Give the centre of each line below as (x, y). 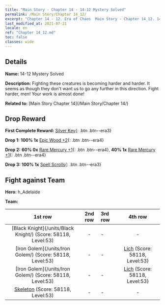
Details (16, 62)
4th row (138, 217)
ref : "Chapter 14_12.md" (30, 33)
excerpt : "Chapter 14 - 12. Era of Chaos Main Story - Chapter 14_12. (80, 19)
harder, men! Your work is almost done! (45, 94)
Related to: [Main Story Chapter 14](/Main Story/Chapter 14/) (67, 103)
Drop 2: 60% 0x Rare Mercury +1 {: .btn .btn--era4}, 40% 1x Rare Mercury (80, 150)
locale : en (16, 28)
